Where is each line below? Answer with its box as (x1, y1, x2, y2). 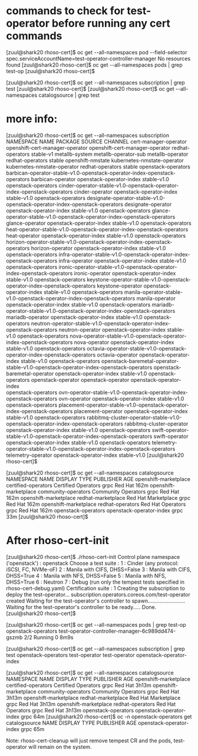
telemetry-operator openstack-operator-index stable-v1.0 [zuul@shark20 (6, 451, 184, 459)
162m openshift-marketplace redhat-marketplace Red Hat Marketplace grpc (6, 494, 190, 501)
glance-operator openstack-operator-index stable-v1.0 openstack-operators (6, 220, 192, 227)
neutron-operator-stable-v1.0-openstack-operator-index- (31, 320, 171, 327)
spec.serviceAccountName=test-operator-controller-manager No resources (6, 55, 191, 62)
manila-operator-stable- (124, 288, 183, 296)
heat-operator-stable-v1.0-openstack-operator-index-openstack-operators (6, 225, 189, 233)
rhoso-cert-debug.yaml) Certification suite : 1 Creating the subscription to (6, 584, 186, 591)
